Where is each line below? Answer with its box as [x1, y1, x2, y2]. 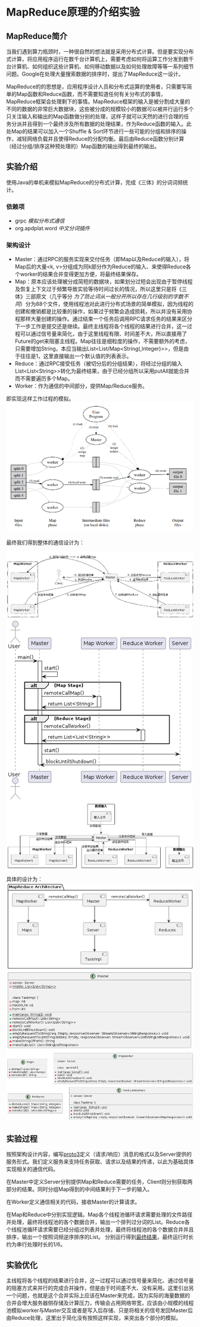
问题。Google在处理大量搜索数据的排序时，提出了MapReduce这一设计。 [6, 70, 184, 78]
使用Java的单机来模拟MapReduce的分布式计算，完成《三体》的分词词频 [6, 178, 183, 185]
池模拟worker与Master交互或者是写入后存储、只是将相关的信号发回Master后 [6, 1307, 193, 1314]
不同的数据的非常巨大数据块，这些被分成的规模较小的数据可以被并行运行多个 [6, 106, 194, 112]
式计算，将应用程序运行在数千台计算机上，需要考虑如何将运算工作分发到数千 [6, 55, 194, 63]
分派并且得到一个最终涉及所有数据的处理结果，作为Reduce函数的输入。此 [11, 120, 192, 127]
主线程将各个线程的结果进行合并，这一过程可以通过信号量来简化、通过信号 [6, 1277, 189, 1284]
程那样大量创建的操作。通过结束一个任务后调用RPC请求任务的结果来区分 [14, 315, 192, 323]
